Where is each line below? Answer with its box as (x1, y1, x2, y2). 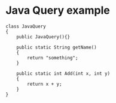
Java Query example (5, 4, 110, 17)
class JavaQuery (5, 23, 46, 29)
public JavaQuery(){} (16, 34, 70, 40)
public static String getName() (16, 44, 97, 50)
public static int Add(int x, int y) (16, 70, 111, 77)
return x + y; (27, 81, 62, 87)
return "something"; (27, 54, 78, 60)
